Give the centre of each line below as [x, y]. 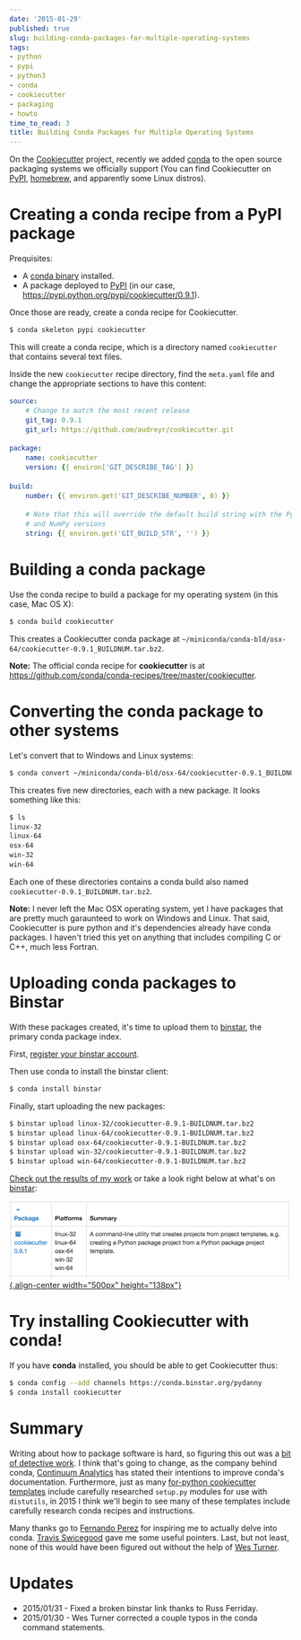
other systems [64, 731]
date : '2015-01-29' [46, 19]
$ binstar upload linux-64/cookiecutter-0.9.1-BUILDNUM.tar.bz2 [132, 1133]
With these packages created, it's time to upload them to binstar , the [136, 1027]
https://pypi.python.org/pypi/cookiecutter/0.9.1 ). [111, 295]
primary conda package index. [66, 1036]
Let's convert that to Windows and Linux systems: [102, 755]
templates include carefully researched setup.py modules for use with [138, 1491]
